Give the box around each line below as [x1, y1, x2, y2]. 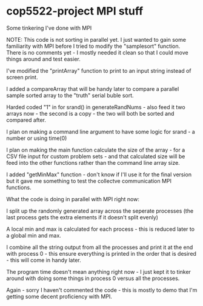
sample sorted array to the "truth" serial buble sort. [6, 91, 135, 99]
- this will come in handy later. [6, 256, 82, 264]
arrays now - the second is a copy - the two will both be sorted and [6, 110, 175, 117]
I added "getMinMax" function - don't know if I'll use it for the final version [6, 171, 192, 178]
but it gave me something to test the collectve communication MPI [6, 177, 171, 184]
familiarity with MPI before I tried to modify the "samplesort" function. [6, 42, 181, 50]
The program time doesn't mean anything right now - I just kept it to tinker [6, 268, 191, 275]
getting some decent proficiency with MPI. [6, 293, 112, 300]
